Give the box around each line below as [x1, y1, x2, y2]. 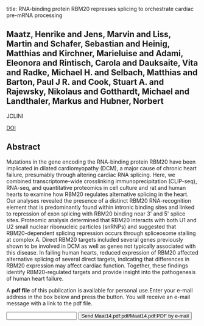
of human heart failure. [6, 275, 64, 282]
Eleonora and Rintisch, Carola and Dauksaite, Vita [6, 58, 199, 68]
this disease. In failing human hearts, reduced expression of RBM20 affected [6, 248, 199, 256]
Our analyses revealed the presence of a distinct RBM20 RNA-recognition [6, 197, 191, 204]
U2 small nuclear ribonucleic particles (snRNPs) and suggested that [6, 223, 177, 230]
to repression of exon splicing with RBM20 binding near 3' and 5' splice [6, 210, 186, 217]
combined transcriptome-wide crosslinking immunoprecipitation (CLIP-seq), [6, 177, 197, 185]
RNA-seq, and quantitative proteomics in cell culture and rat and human [6, 184, 186, 191]
